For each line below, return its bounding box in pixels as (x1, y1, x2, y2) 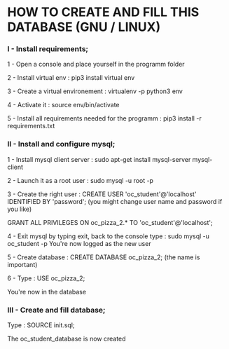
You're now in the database (7, 287, 86, 296)
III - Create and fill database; (7, 305, 106, 315)
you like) (7, 205, 32, 213)
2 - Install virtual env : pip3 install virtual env (7, 74, 135, 82)
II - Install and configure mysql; (7, 139, 116, 149)
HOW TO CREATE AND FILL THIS (7, 4, 200, 20)
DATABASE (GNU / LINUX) (7, 19, 161, 35)
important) (7, 260, 38, 268)
